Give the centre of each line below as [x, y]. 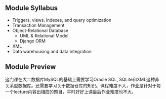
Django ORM [33, 41]
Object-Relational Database [40, 30]
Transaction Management [38, 25]
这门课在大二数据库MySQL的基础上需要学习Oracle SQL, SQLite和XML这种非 [82, 79]
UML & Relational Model [44, 35]
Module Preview [31, 67]
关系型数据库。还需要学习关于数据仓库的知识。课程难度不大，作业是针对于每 [83, 85]
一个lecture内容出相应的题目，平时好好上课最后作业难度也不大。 [71, 92]
